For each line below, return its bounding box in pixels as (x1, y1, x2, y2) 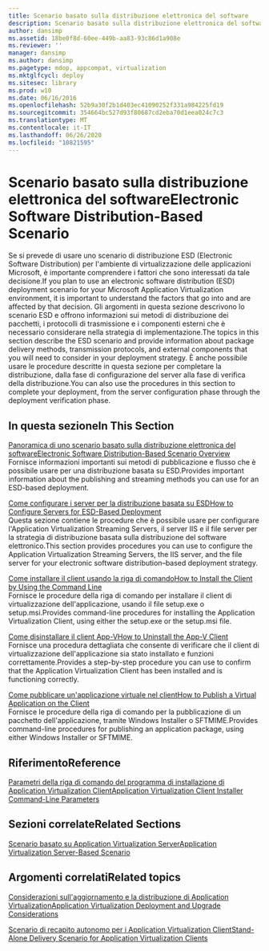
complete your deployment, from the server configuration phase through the (8, 387, 260, 397)
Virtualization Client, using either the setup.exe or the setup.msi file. (8, 616, 232, 626)
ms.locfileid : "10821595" (8, 138, 94, 147)
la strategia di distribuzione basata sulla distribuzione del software (8, 533, 227, 543)
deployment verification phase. (8, 396, 110, 405)
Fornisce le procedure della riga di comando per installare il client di (8, 591, 232, 600)
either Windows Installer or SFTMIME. (8, 733, 134, 742)
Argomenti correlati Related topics (8, 871, 182, 884)
